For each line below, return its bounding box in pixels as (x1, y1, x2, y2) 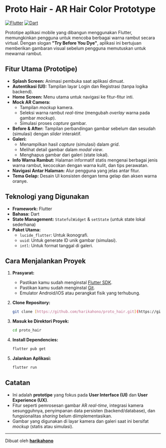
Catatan (5, 379, 31, 387)
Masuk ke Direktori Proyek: (12, 318, 69, 324)
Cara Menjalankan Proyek (5, 257, 86, 265)
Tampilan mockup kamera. (19, 104, 74, 110)
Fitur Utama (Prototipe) (5, 65, 78, 73)
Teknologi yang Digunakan (5, 192, 89, 201)
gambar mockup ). (19, 115, 56, 121)
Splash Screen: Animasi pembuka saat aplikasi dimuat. (12, 78, 124, 84)
